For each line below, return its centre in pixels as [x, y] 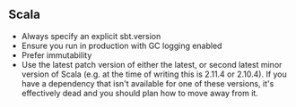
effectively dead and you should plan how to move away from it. [140, 93]
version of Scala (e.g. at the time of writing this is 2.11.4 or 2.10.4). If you [154, 74]
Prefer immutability [57, 55]
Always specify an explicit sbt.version [91, 36]
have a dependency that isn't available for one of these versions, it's [148, 83]
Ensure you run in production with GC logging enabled [122, 45]
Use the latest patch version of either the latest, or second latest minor [152, 64]
